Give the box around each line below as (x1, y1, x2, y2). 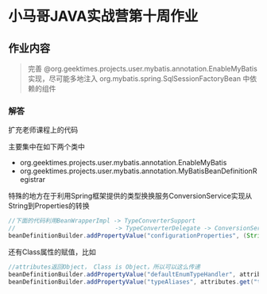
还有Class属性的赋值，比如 (8, 247, 97, 257)
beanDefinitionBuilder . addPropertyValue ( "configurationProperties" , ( (8, 232, 247, 240)
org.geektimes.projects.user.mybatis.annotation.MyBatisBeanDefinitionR (19, 166, 257, 176)
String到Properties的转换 (8, 201, 90, 211)
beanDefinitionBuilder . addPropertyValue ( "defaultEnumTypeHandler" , (8, 270, 237, 278)
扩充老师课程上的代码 (8, 125, 78, 135)
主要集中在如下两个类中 (8, 142, 85, 152)
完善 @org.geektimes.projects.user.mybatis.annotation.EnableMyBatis (27, 64, 258, 73)
